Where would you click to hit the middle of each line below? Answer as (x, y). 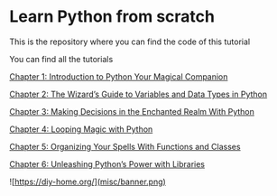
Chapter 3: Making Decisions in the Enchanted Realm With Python (132, 111)
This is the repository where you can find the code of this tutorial (130, 42)
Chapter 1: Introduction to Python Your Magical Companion (119, 76)
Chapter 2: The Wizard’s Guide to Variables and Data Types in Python (138, 94)
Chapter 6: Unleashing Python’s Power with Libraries (107, 163)
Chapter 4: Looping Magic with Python (81, 129)
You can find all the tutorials (61, 59)
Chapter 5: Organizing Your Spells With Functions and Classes (125, 146)
